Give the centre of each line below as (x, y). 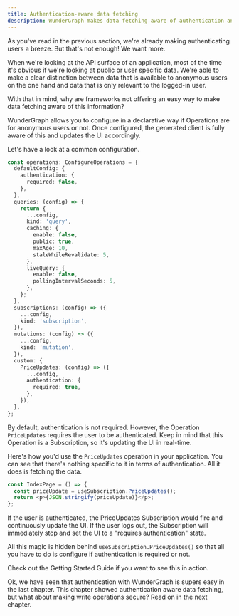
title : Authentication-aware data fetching (73, 14)
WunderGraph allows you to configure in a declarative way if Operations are (118, 120)
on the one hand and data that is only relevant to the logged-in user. (107, 85)
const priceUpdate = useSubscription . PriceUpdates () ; (95, 491)
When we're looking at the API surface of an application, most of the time (115, 62)
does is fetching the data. (44, 471)
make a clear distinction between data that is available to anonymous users (117, 77)
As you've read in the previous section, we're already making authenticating (118, 41)
